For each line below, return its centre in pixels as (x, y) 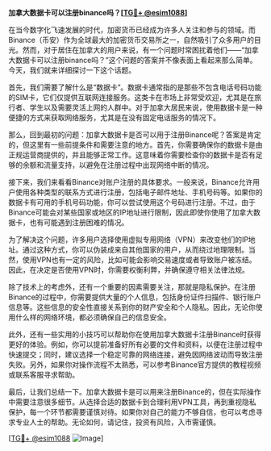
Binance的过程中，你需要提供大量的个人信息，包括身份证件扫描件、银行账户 (135, 297)
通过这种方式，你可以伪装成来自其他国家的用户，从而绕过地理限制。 (135, 250)
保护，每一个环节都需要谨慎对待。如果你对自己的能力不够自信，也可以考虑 (132, 412)
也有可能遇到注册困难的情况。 (79, 222)
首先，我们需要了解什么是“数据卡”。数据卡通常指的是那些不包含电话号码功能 (135, 87)
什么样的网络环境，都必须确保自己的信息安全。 (93, 317)
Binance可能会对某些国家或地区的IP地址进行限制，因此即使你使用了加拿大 (131, 212)
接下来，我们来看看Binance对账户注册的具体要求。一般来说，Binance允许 (131, 182)
